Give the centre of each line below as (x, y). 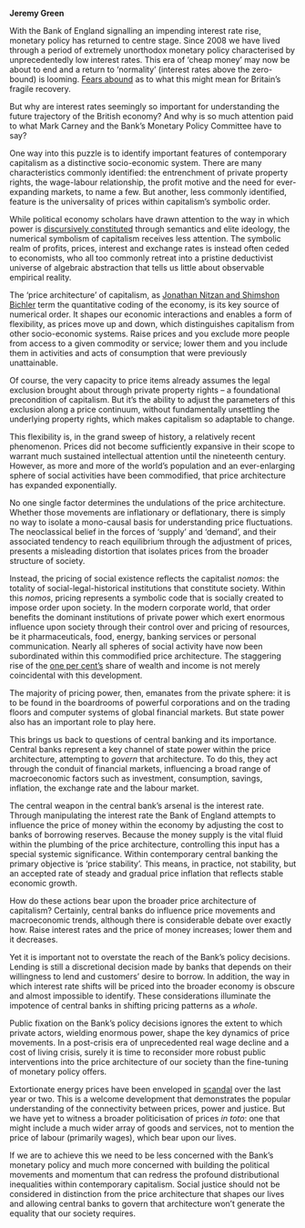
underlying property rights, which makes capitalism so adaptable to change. (152, 419)
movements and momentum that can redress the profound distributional (144, 1175)
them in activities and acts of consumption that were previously (128, 353)
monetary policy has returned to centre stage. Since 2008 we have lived (145, 41)
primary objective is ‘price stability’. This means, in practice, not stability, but (153, 864)
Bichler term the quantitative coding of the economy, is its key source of (144, 305)
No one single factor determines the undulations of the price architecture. (147, 503)
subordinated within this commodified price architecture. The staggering (146, 656)
